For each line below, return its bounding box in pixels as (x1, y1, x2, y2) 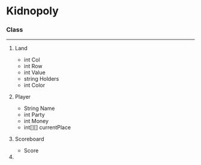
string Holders (23, 75, 59, 82)
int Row (23, 63, 43, 70)
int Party (23, 111, 45, 118)
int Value (23, 69, 46, 76)
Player (14, 93, 31, 100)
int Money (23, 118, 49, 125)
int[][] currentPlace (23, 124, 71, 131)
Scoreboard (14, 136, 44, 143)
